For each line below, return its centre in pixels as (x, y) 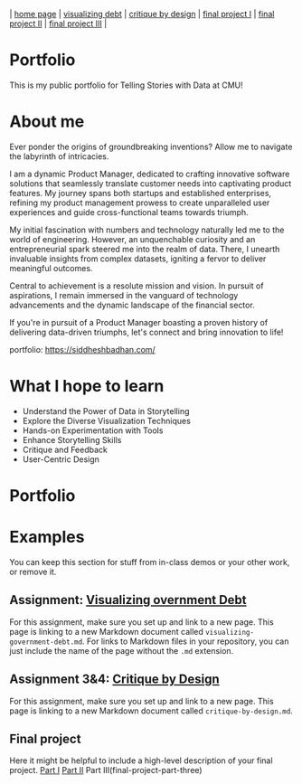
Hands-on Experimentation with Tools (93, 430)
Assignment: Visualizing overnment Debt (128, 600)
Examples (47, 537)
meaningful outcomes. (51, 268)
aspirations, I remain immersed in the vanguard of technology (124, 295)
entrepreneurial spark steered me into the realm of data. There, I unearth (145, 249)
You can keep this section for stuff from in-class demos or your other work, (150, 562)
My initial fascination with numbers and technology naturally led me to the (147, 230)
